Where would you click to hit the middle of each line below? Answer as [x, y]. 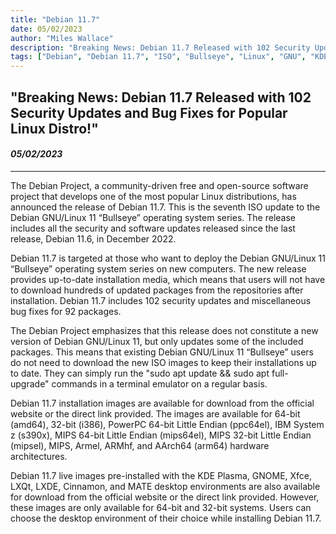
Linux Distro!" [54, 128]
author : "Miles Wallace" [62, 38]
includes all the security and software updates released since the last [153, 228]
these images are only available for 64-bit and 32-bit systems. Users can [161, 507]
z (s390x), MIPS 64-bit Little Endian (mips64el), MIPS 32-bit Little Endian [161, 435]
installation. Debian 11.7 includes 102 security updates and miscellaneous [161, 300]
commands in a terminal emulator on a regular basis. [159, 383]
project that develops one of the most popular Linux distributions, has [153, 196]
